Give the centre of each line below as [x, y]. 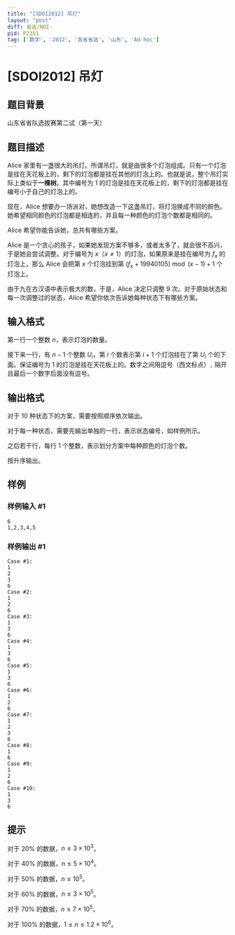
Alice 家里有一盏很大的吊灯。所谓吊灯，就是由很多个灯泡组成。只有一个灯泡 [117, 165]
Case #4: [20, 641]
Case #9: [20, 764]
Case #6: [20, 690]
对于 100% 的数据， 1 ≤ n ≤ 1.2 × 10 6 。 [62, 924]
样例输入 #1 [26, 507]
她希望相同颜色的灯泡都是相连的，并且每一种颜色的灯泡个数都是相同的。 [112, 215]
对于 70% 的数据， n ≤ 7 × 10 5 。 [53, 908]
